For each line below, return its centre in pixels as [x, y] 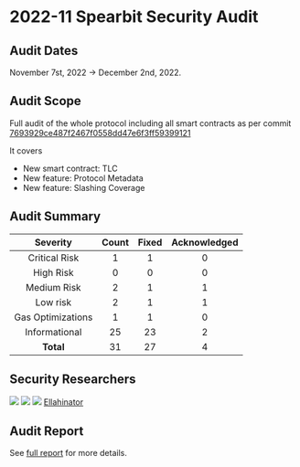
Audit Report [47, 431]
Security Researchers [73, 380]
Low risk [54, 302]
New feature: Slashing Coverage [84, 187]
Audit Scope [46, 101]
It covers [26, 150]
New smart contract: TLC [70, 168]
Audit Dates [44, 51]
